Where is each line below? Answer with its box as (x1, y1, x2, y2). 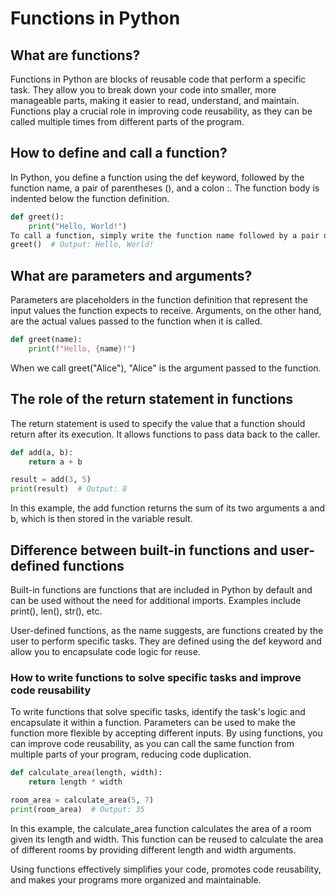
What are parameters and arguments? (10, 267, 253, 284)
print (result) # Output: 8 (10, 484, 128, 494)
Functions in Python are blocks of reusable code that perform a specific (10, 73, 307, 85)
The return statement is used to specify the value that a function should (10, 417, 306, 429)
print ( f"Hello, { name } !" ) (28, 344, 137, 354)
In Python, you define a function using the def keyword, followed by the (10, 171, 305, 183)
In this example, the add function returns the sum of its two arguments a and (10, 502, 326, 514)
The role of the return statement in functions (10, 391, 294, 408)
